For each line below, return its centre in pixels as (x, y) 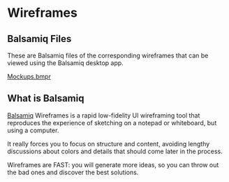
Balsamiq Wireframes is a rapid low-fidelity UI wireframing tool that (104, 115)
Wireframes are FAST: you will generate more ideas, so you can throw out (113, 164)
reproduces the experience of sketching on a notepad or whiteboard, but (112, 122)
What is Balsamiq (46, 98)
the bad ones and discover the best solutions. (73, 172)
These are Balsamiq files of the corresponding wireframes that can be (108, 55)
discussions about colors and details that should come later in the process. (115, 151)
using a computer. (33, 130)
